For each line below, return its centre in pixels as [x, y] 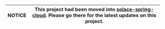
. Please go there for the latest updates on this [101, 15]
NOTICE [17, 15]
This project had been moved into [75, 9]
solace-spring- [135, 9]
